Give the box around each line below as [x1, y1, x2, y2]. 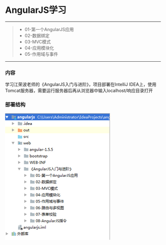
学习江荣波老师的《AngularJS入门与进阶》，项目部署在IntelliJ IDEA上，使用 [5, 82, 157, 87]
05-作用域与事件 [24, 51, 58, 57]
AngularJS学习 [5, 4, 67, 16]
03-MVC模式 [24, 39, 51, 44]
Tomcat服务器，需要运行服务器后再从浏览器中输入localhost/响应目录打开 [5, 87, 153, 94]
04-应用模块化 [24, 45, 54, 51]
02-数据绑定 [24, 33, 50, 39]
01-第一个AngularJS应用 [24, 26, 74, 32]
